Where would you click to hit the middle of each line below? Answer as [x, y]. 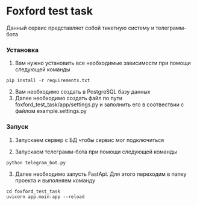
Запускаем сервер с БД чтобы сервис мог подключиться [89, 140]
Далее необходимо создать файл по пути [69, 98]
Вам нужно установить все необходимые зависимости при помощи [103, 63]
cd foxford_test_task [33, 192]
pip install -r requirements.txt [48, 81]
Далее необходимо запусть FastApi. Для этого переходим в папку [101, 174]
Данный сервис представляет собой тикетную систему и [80, 28]
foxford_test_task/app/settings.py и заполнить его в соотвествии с [99, 105]
